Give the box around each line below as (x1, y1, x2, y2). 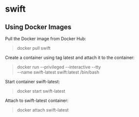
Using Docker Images (5, 23, 72, 31)
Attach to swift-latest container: (5, 97, 69, 103)
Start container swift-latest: (5, 79, 60, 84)
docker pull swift (17, 45, 51, 51)
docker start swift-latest (17, 88, 65, 94)
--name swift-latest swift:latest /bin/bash (17, 69, 99, 75)
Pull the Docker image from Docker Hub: (5, 36, 86, 41)
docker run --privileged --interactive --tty (17, 64, 101, 70)
